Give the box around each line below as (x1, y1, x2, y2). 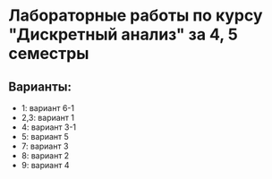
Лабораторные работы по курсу (8, 5, 263, 26)
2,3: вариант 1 (21, 113, 75, 123)
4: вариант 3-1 (21, 122, 77, 132)
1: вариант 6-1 (21, 103, 75, 113)
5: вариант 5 (21, 132, 69, 141)
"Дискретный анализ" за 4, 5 (8, 24, 238, 45)
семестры (8, 44, 89, 64)
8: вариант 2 (21, 150, 70, 161)
